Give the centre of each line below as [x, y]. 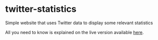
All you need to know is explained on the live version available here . [75, 32]
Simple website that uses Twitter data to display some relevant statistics [79, 23]
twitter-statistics [41, 9]
